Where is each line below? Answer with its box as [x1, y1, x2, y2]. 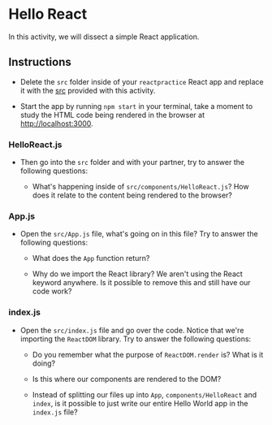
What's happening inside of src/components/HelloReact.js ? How [32, 182, 249, 192]
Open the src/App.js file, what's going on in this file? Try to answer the [19, 229, 258, 239]
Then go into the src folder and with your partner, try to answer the [19, 158, 245, 167]
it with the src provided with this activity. [19, 85, 156, 95]
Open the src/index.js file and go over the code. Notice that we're [19, 325, 244, 335]
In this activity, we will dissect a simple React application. [8, 32, 200, 41]
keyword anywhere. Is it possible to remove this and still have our [32, 278, 251, 288]
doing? [32, 358, 55, 368]
